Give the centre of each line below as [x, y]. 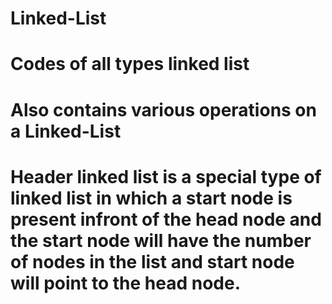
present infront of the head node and [166, 219]
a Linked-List [66, 131]
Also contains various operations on [163, 109]
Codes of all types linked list [130, 64]
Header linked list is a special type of [166, 176]
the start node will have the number [161, 240]
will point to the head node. [125, 283]
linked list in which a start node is [151, 198]
